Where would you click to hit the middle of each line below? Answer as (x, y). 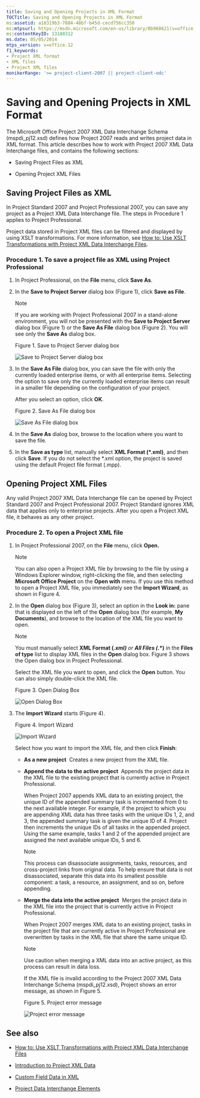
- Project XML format (33, 56)
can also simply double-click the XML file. (66, 679)
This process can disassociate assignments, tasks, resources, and (105, 863)
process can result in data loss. (62, 967)
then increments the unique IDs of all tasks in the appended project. (107, 827)
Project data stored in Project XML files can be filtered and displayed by (95, 231)
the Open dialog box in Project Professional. (69, 661)
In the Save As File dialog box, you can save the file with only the (95, 369)
